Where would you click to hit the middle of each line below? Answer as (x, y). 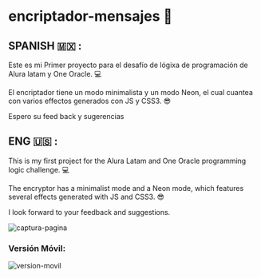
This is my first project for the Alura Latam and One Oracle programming (127, 161)
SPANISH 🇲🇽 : (45, 46)
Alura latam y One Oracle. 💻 (55, 74)
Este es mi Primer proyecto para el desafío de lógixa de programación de (129, 65)
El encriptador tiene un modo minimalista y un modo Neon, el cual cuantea (131, 92)
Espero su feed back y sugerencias (66, 116)
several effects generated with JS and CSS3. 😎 (87, 197)
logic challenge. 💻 (39, 169)
